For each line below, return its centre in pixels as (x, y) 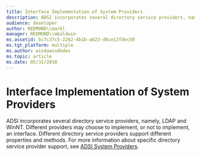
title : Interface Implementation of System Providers (75, 12)
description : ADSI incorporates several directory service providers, (96, 17)
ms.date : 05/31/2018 (32, 62)
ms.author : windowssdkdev (38, 51)
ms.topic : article (29, 56)
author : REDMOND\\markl (36, 28)
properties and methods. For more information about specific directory (93, 140)
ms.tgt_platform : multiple (40, 46)
